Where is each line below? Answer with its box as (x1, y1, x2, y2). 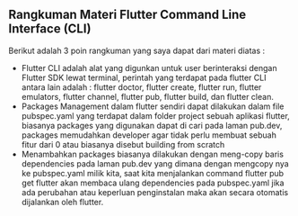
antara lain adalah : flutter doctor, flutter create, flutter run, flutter (21, 81, 262, 93)
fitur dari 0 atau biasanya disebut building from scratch (21, 139, 225, 149)
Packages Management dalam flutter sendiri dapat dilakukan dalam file (21, 101, 285, 112)
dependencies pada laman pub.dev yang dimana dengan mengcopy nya (21, 157, 289, 169)
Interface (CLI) (8, 22, 92, 37)
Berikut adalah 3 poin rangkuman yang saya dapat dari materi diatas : (8, 45, 266, 56)
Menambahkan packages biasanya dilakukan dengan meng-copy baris (21, 148, 285, 159)
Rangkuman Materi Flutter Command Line (8, 7, 247, 22)
